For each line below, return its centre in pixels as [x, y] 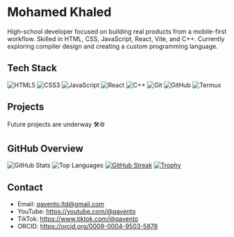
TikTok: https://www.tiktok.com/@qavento [78, 219]
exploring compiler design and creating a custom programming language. [112, 46]
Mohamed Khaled [60, 12]
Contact [25, 187]
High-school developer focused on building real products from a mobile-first [117, 31]
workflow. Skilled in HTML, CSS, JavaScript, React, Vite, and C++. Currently [116, 38]
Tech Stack [32, 68]
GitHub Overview [45, 148]
